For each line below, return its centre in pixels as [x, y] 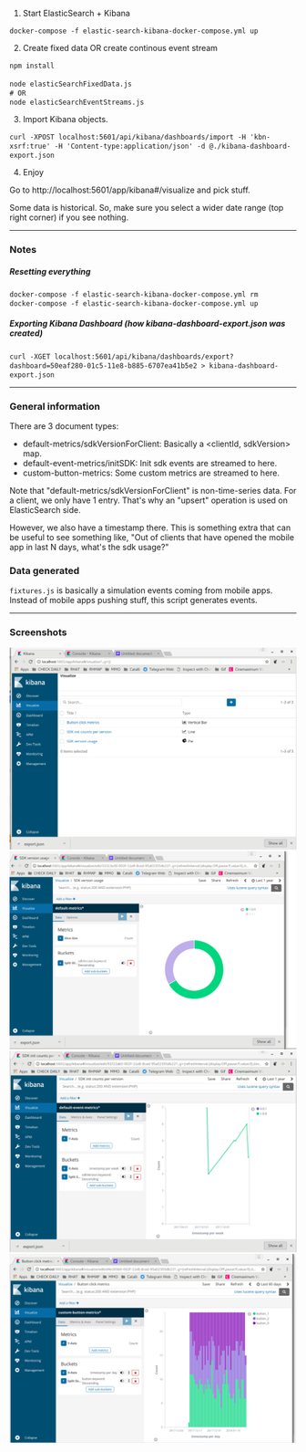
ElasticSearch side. [45, 510]
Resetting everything [50, 271]
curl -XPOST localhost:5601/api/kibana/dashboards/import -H [128, 137]
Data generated [45, 571]
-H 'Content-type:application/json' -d [130, 146]
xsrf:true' [30, 146]
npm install [32, 66]
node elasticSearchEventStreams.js [77, 102]
